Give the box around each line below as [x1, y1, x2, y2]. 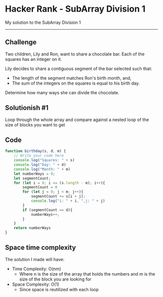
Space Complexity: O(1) [12, 281, 60, 287]
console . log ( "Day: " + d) [14, 162, 66, 167]
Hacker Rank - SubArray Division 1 [5, 3, 146, 15]
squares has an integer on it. [5, 56, 62, 62]
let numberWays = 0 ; [14, 171, 55, 176]
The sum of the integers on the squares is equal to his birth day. [12, 80, 140, 86]
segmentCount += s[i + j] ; [31, 194, 86, 199]
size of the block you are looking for [19, 276, 92, 282]
